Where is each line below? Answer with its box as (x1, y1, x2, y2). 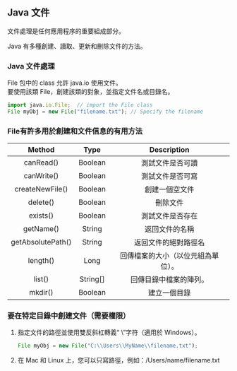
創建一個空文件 (144, 184, 195, 194)
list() (33, 274, 49, 284)
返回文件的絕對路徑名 (133, 237, 205, 247)
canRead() (23, 158, 59, 167)
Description (149, 145, 190, 155)
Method (28, 145, 55, 155)
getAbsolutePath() (11, 237, 72, 247)
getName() (23, 224, 60, 234)
